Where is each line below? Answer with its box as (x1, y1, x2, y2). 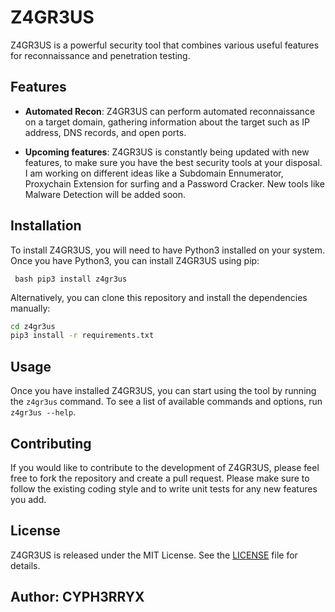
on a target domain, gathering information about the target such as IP (24, 116, 310, 128)
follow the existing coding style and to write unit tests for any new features (10, 482, 318, 495)
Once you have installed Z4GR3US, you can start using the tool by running (10, 385, 317, 397)
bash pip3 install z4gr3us (14, 274, 128, 284)
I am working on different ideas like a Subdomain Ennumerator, (24, 167, 284, 179)
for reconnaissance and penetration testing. (10, 49, 191, 61)
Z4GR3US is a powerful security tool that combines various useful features (10, 39, 320, 51)
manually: (10, 302, 51, 314)
